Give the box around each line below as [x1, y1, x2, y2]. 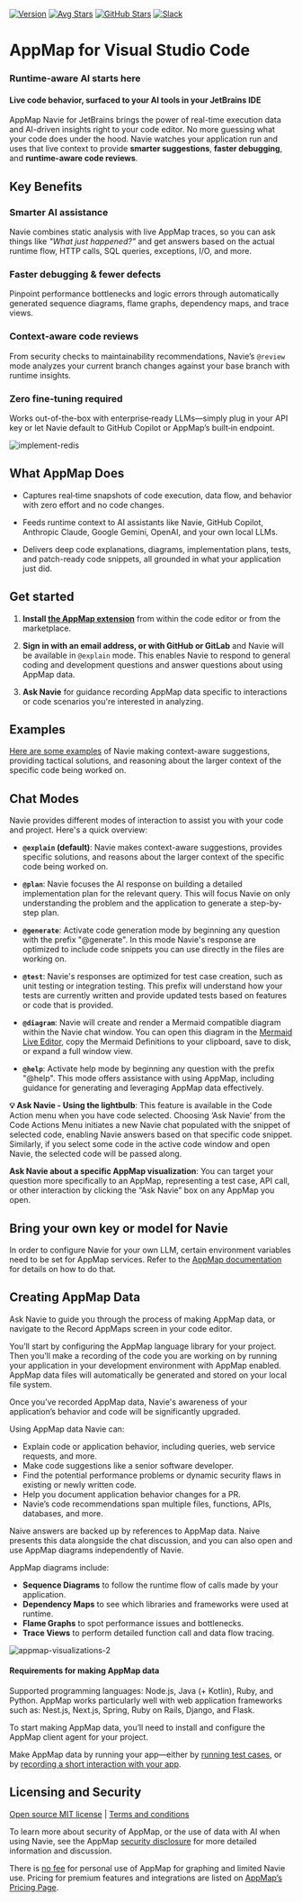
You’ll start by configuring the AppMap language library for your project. [9, 1341, 277, 1351]
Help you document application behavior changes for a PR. [22, 1488, 241, 1499]
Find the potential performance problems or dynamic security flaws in [22, 1470, 281, 1480]
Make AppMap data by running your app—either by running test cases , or [9, 1749, 282, 1760]
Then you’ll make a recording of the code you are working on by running [9, 1350, 278, 1361]
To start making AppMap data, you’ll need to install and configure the [9, 1722, 265, 1733]
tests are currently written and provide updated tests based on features [22, 990, 288, 1001]
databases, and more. [22, 1507, 103, 1518]
